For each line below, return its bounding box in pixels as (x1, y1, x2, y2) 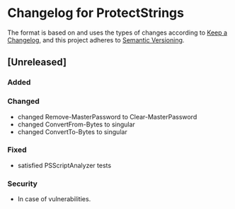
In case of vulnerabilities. (17, 195, 91, 203)
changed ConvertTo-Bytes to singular (17, 127, 127, 136)
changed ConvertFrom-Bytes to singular (17, 120, 136, 129)
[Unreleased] (7, 56, 67, 68)
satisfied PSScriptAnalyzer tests (17, 161, 112, 169)
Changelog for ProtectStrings (7, 5, 184, 21)
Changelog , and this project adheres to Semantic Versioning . (7, 35, 185, 44)
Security (7, 179, 38, 189)
